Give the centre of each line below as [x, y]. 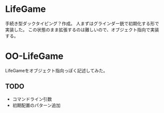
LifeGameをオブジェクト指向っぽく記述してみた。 [57, 70]
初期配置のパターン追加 [36, 105]
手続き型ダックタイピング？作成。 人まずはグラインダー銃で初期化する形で [82, 23]
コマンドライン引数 [32, 99]
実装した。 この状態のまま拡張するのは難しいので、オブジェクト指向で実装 [82, 29]
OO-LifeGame [34, 56]
